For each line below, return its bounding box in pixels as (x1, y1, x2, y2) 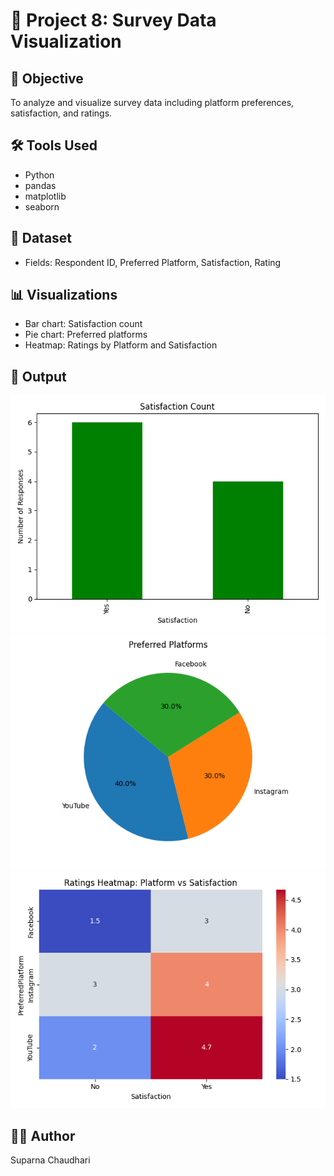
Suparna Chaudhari (10, 1154, 91, 1166)
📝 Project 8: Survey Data (10, 9, 217, 32)
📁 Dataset (10, 230, 73, 247)
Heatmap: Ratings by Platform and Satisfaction (24, 339, 218, 351)
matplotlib (24, 190, 67, 202)
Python (24, 169, 55, 181)
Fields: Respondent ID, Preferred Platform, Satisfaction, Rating (24, 256, 282, 268)
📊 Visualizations (10, 287, 118, 304)
